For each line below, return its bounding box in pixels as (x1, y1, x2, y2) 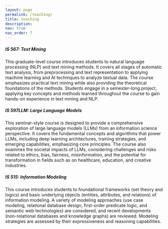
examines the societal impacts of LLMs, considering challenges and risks (5, 146, 156, 152)
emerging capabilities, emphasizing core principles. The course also (5, 141, 146, 147)
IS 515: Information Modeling (5, 173, 67, 180)
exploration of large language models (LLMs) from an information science (5, 125, 157, 131)
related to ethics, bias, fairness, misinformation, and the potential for (5, 151, 146, 157)
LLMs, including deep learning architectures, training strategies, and (5, 135, 146, 141)
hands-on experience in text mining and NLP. (5, 95, 99, 101)
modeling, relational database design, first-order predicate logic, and (5, 202, 147, 208)
